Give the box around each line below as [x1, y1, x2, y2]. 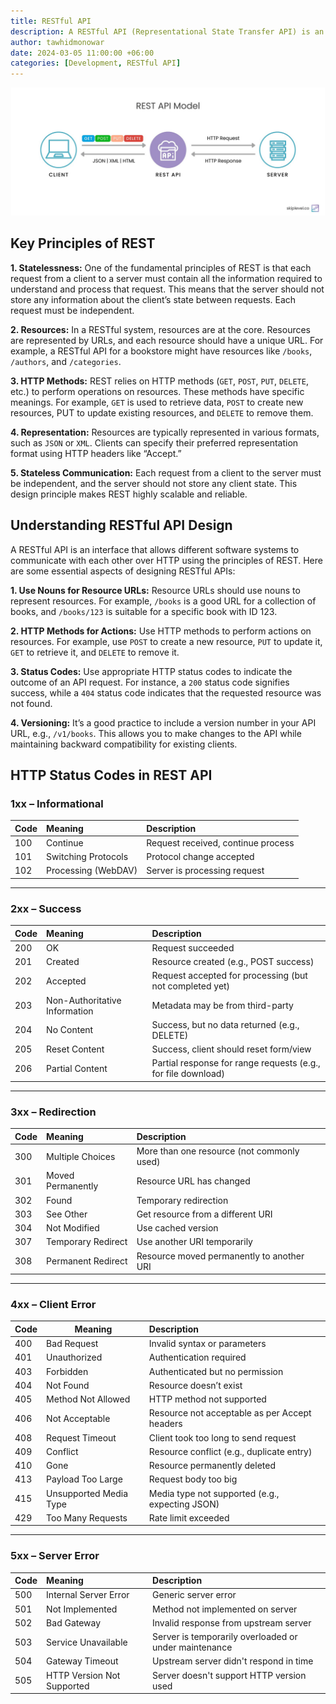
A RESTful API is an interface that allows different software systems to [10, 543, 300, 555]
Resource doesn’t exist [148, 1379, 243, 1391]
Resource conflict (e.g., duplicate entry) [148, 1445, 313, 1457]
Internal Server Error [46, 1589, 130, 1601]
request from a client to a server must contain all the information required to [10, 272, 323, 284]
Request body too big [148, 1473, 238, 1485]
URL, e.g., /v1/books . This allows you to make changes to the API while [10, 727, 302, 739]
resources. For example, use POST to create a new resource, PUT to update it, [10, 635, 323, 647]
